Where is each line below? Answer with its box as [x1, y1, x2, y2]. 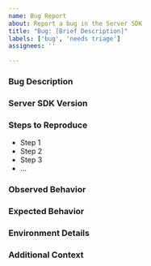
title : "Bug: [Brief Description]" [8, 27, 128, 35]
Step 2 [19, 147, 43, 157]
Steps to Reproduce [8, 119, 88, 131]
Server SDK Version [8, 97, 88, 109]
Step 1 [19, 138, 41, 148]
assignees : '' [8, 42, 57, 50]
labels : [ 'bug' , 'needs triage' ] [8, 34, 121, 43]
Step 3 [19, 155, 43, 165]
